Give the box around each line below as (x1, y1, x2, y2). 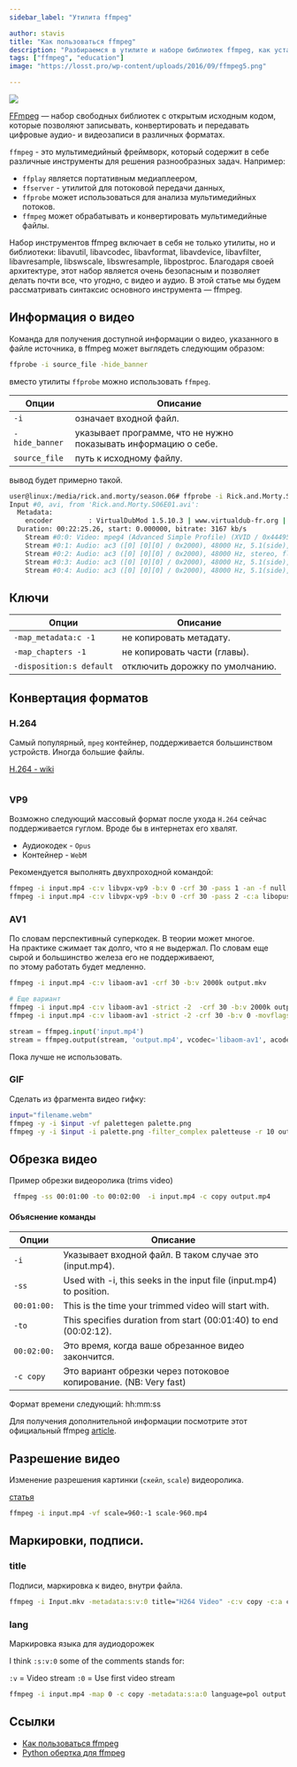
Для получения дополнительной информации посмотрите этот (9, 1416, 247, 1427)
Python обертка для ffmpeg (21, 1747, 126, 1758)
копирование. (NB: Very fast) (63, 1376, 187, 1389)
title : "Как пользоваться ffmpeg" (9, 37, 137, 46)
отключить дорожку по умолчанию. (122, 661, 277, 673)
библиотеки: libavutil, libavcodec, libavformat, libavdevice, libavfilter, (9, 247, 262, 257)
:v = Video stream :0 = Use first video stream (9, 1672, 175, 1683)
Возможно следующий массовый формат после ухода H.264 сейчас (9, 814, 267, 825)
